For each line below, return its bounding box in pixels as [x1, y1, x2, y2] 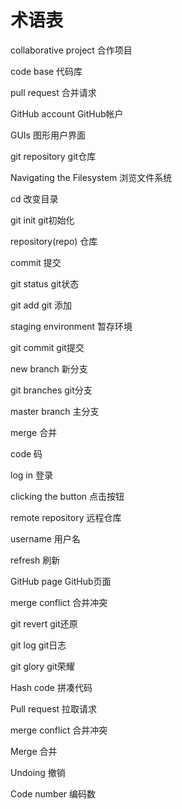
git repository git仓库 [10, 150, 97, 162]
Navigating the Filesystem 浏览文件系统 [10, 171, 173, 183]
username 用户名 [10, 532, 81, 545]
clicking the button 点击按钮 [10, 490, 125, 502]
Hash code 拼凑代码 [10, 681, 93, 693]
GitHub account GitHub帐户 [10, 107, 124, 120]
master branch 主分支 [10, 405, 100, 417]
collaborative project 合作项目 [10, 44, 133, 56]
